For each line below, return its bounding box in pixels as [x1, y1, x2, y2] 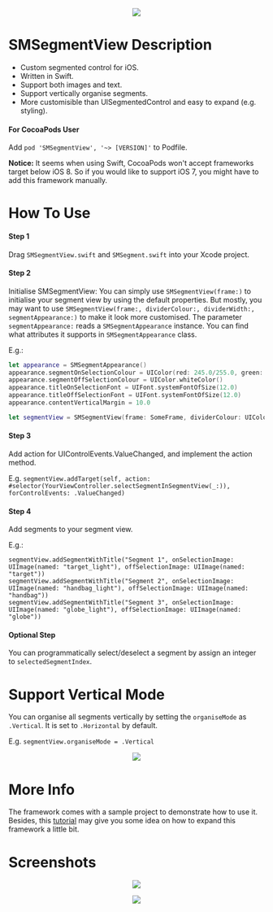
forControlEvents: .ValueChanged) [8, 489, 126, 498]
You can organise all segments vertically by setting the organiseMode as [8, 712, 247, 722]
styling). [19, 106, 48, 116]
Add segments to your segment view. [8, 525, 133, 535]
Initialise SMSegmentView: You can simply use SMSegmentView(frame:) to [8, 286, 252, 296]
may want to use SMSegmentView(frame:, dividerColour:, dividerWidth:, [8, 303, 255, 313]
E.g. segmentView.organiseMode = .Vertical [8, 736, 154, 746]
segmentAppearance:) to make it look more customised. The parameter [8, 312, 242, 321]
